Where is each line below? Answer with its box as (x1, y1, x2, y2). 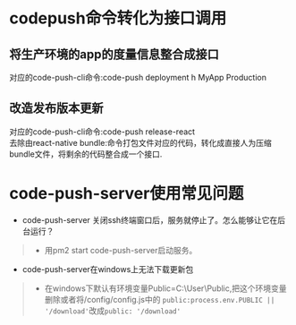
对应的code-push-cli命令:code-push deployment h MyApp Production (9, 73, 266, 82)
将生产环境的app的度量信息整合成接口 (9, 47, 219, 62)
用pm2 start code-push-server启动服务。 (44, 244, 198, 255)
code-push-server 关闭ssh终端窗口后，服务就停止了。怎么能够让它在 (21, 214, 278, 225)
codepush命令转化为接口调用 (9, 8, 227, 29)
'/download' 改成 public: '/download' (44, 305, 182, 316)
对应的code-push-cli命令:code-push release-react (9, 126, 195, 137)
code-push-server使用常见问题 (9, 184, 244, 203)
